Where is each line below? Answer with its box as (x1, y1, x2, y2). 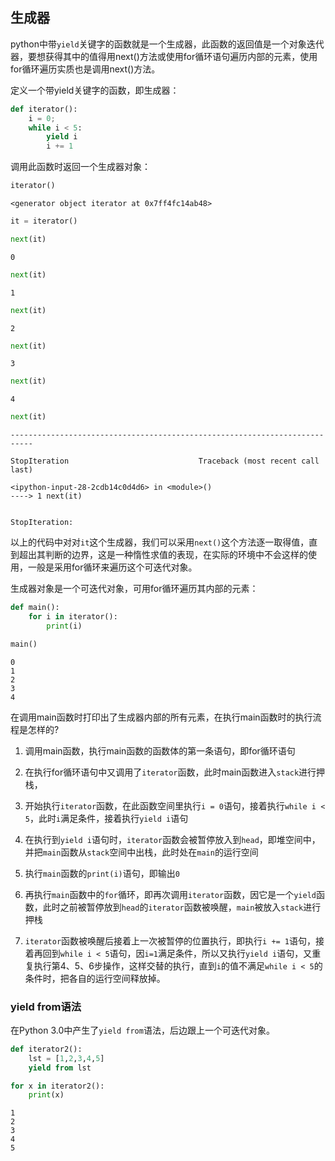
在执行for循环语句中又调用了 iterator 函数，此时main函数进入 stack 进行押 (24, 766, 326, 778)
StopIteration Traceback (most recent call (10, 456, 320, 467)
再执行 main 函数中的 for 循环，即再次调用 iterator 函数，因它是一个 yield (24, 888, 317, 900)
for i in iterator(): (28, 612, 118, 622)
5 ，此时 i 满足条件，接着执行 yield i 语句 (24, 812, 189, 824)
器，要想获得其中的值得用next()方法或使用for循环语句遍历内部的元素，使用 (10, 50, 318, 62)
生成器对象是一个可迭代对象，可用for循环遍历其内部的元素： (10, 583, 259, 595)
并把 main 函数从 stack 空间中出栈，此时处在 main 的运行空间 (24, 846, 259, 858)
